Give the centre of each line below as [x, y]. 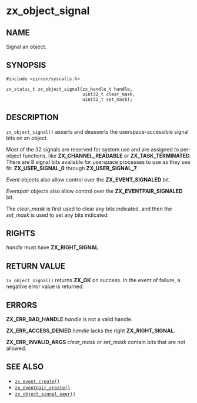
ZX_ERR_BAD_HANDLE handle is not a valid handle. [69, 319]
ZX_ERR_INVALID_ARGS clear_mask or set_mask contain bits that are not [96, 342]
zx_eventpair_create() [42, 388]
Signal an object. [26, 47]
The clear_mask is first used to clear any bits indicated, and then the [89, 209]
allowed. [16, 348]
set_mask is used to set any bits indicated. [57, 215]
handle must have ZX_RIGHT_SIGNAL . [53, 247]
